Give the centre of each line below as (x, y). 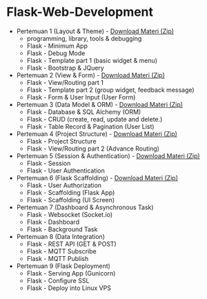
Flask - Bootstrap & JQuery (65, 68)
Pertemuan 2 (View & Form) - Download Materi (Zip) (90, 75)
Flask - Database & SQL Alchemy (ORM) (84, 112)
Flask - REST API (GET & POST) (71, 244)
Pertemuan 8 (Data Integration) (60, 236)
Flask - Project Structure (62, 141)
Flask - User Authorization (64, 185)
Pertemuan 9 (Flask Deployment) (63, 266)
